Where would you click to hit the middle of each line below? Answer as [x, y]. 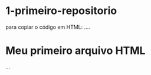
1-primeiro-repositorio [61, 11]
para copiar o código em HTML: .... [48, 27]
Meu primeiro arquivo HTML [75, 51]
